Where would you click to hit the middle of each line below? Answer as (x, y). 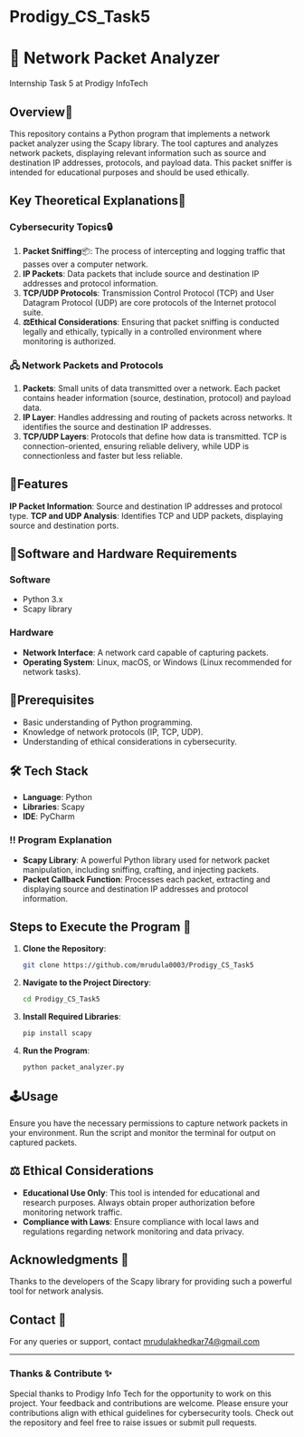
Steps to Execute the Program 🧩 (100, 927)
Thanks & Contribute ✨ (61, 1373)
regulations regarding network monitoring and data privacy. (133, 1231)
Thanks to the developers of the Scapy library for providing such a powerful (151, 1282)
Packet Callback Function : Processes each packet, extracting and (146, 879)
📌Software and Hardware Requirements (123, 554)
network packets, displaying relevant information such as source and (138, 152)
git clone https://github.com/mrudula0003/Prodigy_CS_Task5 (138, 965)
